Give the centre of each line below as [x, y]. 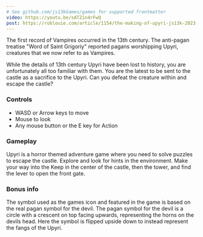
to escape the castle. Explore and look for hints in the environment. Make [97, 160]
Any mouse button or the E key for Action [66, 125]
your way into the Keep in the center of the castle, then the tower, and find [99, 167]
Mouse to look [33, 119]
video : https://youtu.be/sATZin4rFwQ [54, 17]
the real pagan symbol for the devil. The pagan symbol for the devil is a [95, 209]
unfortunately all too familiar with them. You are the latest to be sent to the [98, 71]
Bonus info [23, 189]
